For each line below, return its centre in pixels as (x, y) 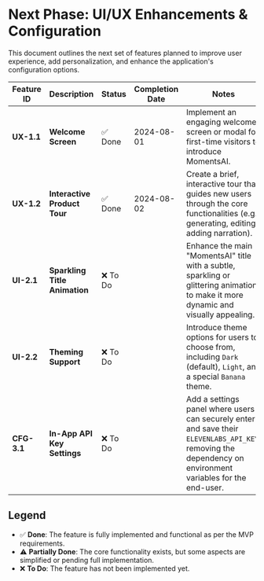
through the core (217, 204)
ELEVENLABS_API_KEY (222, 439)
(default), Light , (215, 366)
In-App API (71, 433)
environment (209, 468)
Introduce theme (216, 327)
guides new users (219, 193)
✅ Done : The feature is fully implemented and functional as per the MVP (136, 534)
